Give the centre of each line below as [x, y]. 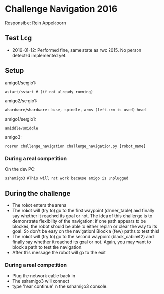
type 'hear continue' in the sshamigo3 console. [60, 286]
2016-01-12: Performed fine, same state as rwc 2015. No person [77, 50]
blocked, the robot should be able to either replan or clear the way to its [84, 226]
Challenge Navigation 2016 [61, 9]
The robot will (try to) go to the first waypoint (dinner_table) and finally [83, 210]
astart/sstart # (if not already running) [49, 92]
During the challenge [38, 193]
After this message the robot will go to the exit [59, 252]
